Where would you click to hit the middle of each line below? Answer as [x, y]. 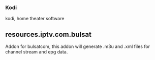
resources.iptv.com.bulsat [48, 34]
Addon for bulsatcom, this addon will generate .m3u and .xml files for [77, 46]
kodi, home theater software [35, 19]
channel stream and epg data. [37, 52]
